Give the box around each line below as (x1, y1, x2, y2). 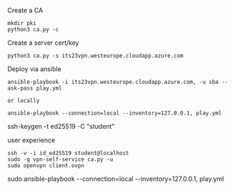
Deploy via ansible (7, 65, 62, 73)
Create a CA (7, 6, 44, 14)
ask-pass (7, 85, 34, 92)
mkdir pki (7, 20, 37, 27)
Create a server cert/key (7, 38, 80, 47)
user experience (7, 136, 56, 144)
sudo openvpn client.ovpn (7, 162, 84, 169)
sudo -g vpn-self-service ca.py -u (7, 156, 114, 163)
